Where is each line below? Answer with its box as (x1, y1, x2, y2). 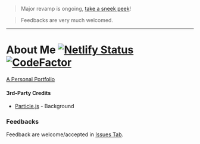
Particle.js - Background (14, 103, 74, 110)
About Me (6, 43, 56, 57)
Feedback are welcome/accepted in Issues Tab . (6, 131, 124, 138)
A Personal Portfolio (6, 75, 55, 82)
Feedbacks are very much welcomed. (20, 17, 113, 23)
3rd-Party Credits (6, 89, 51, 96)
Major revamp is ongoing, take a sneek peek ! (20, 5, 132, 12)
